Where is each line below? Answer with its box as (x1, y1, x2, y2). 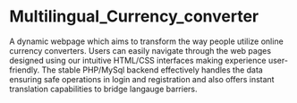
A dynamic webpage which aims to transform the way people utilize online (9, 36, 284, 47)
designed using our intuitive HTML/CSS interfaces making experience (9, 55, 267, 65)
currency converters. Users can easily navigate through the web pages (9, 45, 271, 56)
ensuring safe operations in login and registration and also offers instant (9, 73, 275, 84)
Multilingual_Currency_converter (9, 6, 259, 27)
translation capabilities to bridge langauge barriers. (9, 83, 199, 94)
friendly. (9, 64, 40, 75)
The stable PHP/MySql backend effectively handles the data (41, 64, 264, 75)
